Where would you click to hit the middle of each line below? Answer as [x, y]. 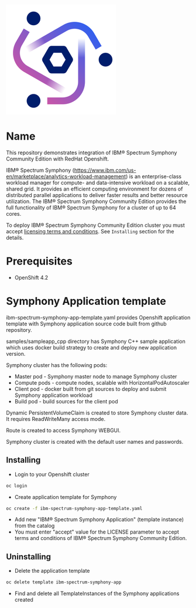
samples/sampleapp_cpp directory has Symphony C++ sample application [96, 341]
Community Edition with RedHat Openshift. [58, 159]
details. [15, 237]
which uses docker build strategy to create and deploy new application [92, 347]
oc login [17, 485]
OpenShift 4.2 [31, 277]
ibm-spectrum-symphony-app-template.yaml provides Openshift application [98, 317]
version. [16, 354]
